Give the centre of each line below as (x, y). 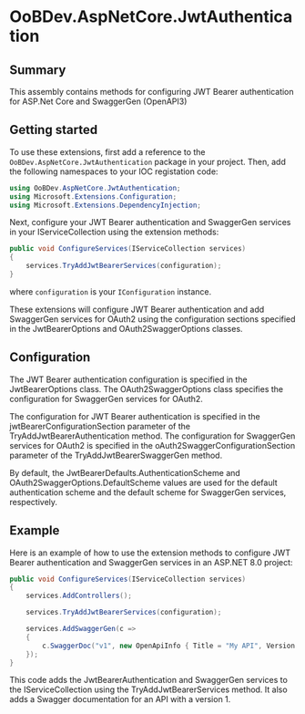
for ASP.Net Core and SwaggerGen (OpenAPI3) (98, 101)
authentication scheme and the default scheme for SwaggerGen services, (148, 492)
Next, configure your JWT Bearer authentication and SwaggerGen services (150, 222)
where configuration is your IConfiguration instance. (111, 291)
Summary (38, 70)
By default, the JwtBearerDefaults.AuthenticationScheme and (125, 472)
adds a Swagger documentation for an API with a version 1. (120, 699)
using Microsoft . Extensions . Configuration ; (93, 197)
